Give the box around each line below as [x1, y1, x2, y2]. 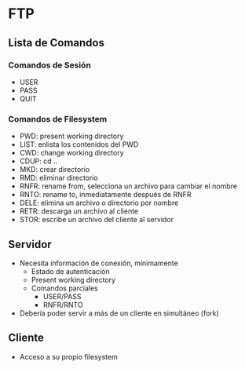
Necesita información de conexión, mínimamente [19, 258, 178, 268]
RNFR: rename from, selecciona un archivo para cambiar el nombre [19, 181, 238, 191]
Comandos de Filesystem [8, 113, 108, 124]
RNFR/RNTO [42, 300, 84, 309]
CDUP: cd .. [19, 156, 58, 166]
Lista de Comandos [8, 36, 104, 49]
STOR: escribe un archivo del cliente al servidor [19, 215, 174, 225]
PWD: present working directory [19, 131, 124, 141]
